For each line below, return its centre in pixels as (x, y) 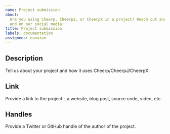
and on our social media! (37, 24)
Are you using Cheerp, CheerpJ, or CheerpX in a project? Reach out (83, 19)
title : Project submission (34, 29)
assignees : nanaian (26, 38)
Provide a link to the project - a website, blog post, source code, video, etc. (83, 98)
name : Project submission (32, 10)
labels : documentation (29, 33)
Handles (19, 114)
